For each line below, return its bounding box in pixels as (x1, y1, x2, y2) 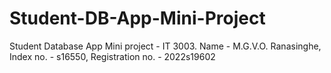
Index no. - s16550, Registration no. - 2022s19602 (9, 50, 216, 62)
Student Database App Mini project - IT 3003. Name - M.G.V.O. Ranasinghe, (9, 40, 322, 52)
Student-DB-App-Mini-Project (9, 7, 266, 30)
